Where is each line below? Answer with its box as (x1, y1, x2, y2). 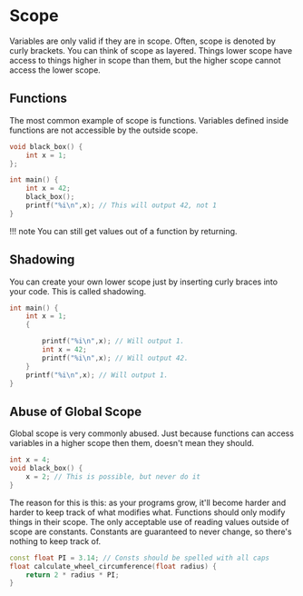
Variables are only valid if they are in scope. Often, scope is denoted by (9, 35, 277, 46)
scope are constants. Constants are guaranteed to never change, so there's (9, 526, 292, 537)
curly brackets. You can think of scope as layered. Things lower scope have (9, 45, 293, 55)
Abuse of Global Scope (9, 403, 142, 419)
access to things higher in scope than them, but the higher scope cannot (9, 55, 281, 65)
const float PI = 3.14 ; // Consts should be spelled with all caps (9, 553, 270, 562)
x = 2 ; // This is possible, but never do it (25, 472, 201, 482)
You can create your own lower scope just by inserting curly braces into (9, 276, 279, 287)
